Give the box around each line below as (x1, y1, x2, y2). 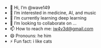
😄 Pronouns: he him (9, 33, 52, 39)
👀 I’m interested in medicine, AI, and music (9, 10, 97, 16)
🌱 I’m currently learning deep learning (9, 15, 87, 21)
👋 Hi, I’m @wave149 (9, 5, 50, 10)
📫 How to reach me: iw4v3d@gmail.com (9, 26, 94, 31)
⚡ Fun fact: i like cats (9, 38, 52, 44)
